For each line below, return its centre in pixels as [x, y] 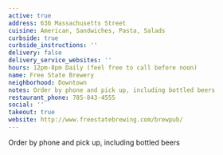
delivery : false [35, 53]
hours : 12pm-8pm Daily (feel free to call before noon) [103, 68]
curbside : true [33, 38]
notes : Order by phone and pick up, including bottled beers [112, 90]
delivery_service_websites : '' [60, 61]
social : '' [26, 105]
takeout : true [32, 113]
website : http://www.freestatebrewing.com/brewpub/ [96, 120]
